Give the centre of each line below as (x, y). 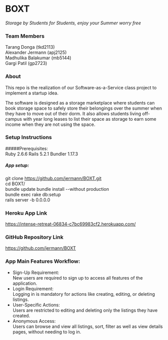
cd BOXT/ (15, 184)
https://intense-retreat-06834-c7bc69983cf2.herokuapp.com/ (71, 224)
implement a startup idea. (32, 93)
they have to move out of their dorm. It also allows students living (73, 113)
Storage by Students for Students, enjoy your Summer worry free (73, 23)
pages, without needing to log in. (47, 332)
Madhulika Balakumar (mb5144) (38, 58)
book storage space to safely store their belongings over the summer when (84, 108)
